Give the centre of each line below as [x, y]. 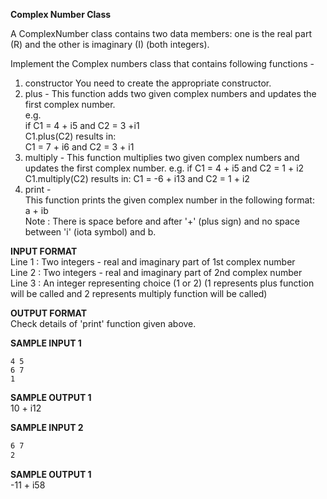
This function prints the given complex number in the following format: [169, 200]
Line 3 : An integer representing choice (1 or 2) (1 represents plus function [162, 283]
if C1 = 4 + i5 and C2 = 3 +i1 [82, 125]
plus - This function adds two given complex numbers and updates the [170, 93]
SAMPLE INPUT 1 [46, 343]
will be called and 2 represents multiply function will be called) [139, 293]
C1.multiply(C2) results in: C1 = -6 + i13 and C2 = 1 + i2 [137, 178]
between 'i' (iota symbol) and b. [90, 232]
